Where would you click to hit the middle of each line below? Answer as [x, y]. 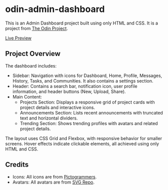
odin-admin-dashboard [55, 9]
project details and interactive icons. [57, 107]
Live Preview [18, 38]
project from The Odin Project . [37, 28]
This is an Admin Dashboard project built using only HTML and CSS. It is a [82, 23]
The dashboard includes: [31, 65]
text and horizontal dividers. [49, 118]
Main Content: [27, 96]
